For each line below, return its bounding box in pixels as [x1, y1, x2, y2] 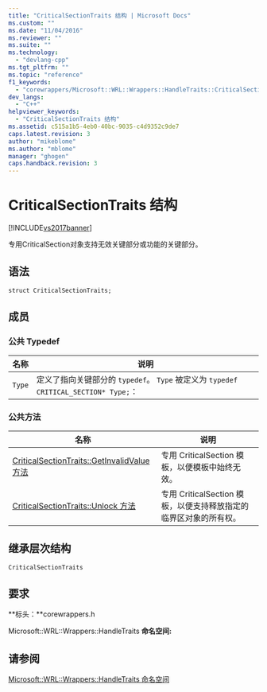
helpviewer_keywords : [8, 108, 80, 116]
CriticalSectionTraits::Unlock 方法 [12, 500, 137, 511]
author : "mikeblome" [8, 137, 77, 146]
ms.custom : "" [8, 19, 56, 27]
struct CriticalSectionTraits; [8, 286, 112, 294]
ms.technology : [8, 49, 59, 56]
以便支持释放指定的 [176, 500, 249, 511]
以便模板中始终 [176, 461, 233, 472]
